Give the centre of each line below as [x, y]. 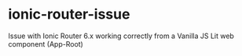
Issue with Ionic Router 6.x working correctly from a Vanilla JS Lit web [121, 36]
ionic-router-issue [69, 14]
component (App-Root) [46, 44]
